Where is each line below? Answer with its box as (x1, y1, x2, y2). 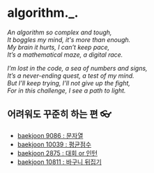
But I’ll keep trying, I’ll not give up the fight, (7, 78, 131, 87)
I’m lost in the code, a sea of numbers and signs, (7, 64, 148, 72)
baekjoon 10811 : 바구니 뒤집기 (17, 158, 102, 166)
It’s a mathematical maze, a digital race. (7, 50, 123, 59)
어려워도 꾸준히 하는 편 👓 (7, 109, 111, 120)
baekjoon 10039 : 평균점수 (17, 140, 92, 148)
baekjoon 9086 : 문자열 (17, 131, 84, 139)
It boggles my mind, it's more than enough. (7, 35, 131, 43)
